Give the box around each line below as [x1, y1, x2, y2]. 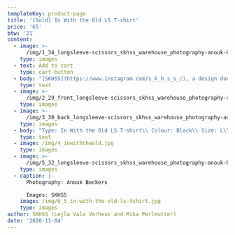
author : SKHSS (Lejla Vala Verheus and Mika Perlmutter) [7, 211, 177, 218]
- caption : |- [13, 172, 55, 179]
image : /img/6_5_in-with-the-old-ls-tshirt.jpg [20, 198, 161, 205]
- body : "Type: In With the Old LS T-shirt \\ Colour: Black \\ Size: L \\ [13, 127, 230, 134]
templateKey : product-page [7, 10, 86, 17]
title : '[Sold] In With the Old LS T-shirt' [7, 17, 139, 24]
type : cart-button [20, 68, 73, 75]
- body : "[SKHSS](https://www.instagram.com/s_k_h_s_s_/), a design [13, 75, 218, 82]
